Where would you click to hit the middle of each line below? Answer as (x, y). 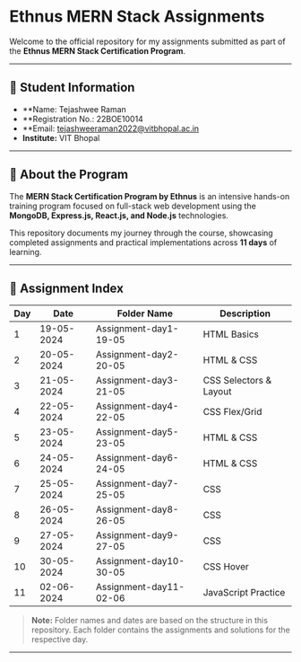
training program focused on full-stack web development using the (133, 206)
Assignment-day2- (137, 355)
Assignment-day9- (137, 535)
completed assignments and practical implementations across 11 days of (143, 242)
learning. (26, 252)
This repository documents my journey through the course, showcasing (141, 233)
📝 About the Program (69, 175)
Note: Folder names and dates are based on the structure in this (150, 621)
